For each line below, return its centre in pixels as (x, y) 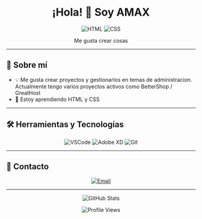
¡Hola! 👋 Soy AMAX (101, 12)
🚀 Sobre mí (27, 65)
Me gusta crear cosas (101, 40)
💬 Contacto (28, 166)
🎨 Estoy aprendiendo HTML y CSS (57, 99)
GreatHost (28, 93)
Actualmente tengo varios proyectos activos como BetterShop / (93, 86)
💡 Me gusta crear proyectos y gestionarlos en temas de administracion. (103, 79)
